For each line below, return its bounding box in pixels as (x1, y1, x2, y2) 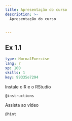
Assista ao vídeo (5, 102, 39, 108)
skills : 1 (5, 70, 26, 75)
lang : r (5, 61, 21, 66)
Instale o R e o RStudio (5, 83, 51, 89)
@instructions (5, 93, 35, 98)
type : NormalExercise (5, 56, 50, 62)
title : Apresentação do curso (5, 7, 68, 12)
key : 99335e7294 (5, 75, 38, 80)
